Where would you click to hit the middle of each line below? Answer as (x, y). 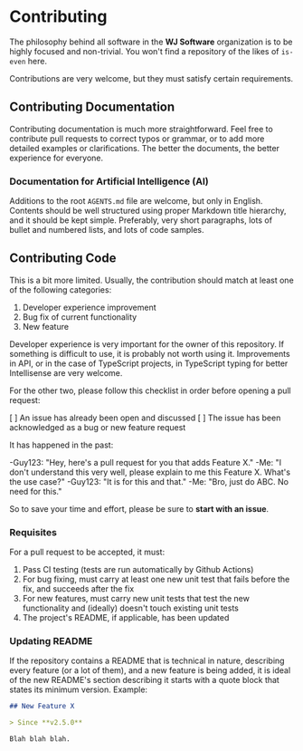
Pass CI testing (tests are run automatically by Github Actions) (138, 570)
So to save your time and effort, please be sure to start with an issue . (139, 508)
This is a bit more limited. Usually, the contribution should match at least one (151, 280)
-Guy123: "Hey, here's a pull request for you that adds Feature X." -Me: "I (146, 462)
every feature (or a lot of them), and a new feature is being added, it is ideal (150, 670)
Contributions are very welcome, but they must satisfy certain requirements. (151, 78)
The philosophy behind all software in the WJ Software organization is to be (151, 42)
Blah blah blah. (40, 739)
